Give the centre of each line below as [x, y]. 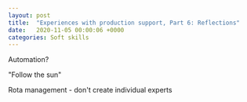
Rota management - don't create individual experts [90, 90]
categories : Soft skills [49, 37]
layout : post [29, 15]
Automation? [29, 60]
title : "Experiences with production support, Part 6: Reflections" [124, 23]
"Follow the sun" [35, 75]
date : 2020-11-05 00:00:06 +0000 [66, 30]
